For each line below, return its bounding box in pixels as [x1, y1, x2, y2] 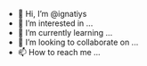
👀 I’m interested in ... [17, 18, 94, 29]
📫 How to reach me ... [17, 47, 101, 57]
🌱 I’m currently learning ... [17, 28, 113, 37]
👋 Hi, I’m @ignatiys [17, 9, 87, 19]
